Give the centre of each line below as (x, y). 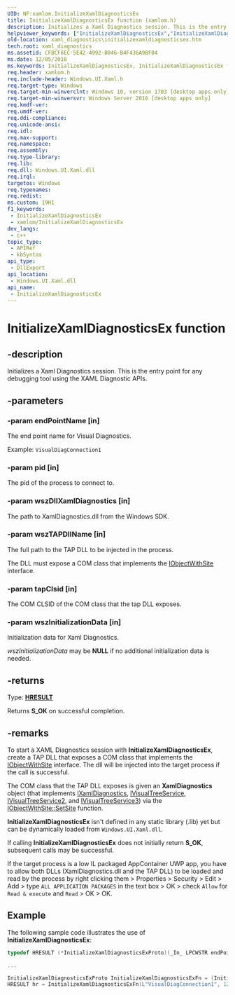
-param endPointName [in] (54, 420)
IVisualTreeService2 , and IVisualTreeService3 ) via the (85, 801)
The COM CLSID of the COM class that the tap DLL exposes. (94, 604)
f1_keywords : (26, 210)
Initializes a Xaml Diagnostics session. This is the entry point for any (105, 371)
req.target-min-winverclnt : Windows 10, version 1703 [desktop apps (109, 92)
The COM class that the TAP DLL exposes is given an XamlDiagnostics (110, 786)
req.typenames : (29, 190)
